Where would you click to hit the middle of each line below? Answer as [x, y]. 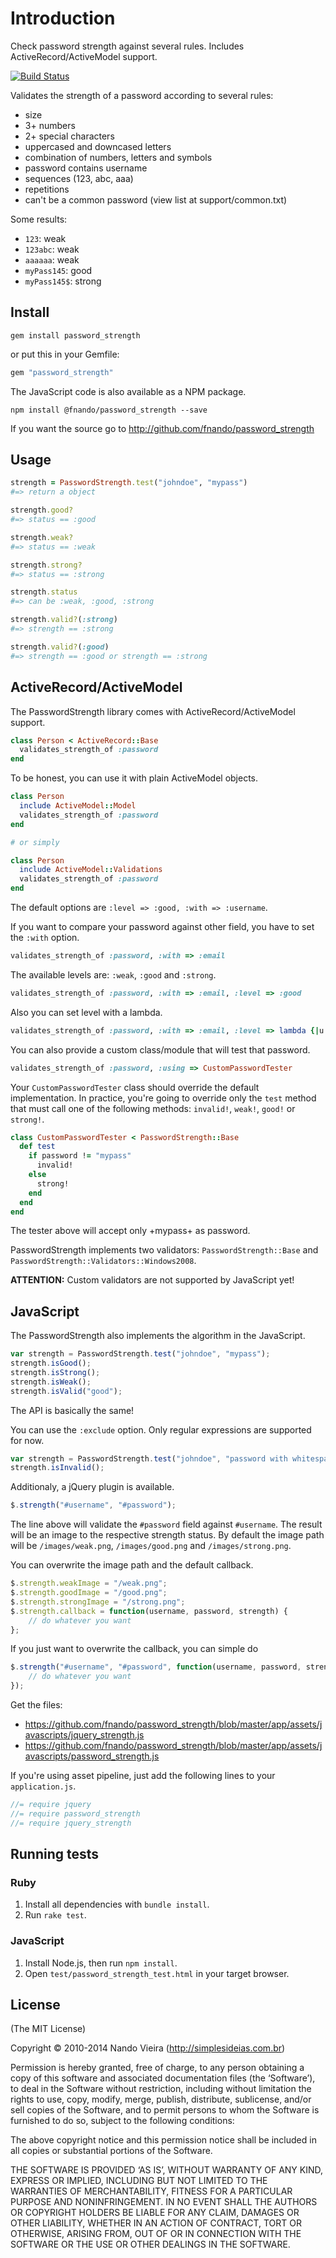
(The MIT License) [48, 2029]
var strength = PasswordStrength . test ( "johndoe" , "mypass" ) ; [140, 1354]
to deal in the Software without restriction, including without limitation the [161, 2089]
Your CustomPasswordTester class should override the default [135, 1087]
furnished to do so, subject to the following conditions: [122, 2121]
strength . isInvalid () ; [57, 1468]
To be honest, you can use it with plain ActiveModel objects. [134, 778]
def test [37, 1147]
